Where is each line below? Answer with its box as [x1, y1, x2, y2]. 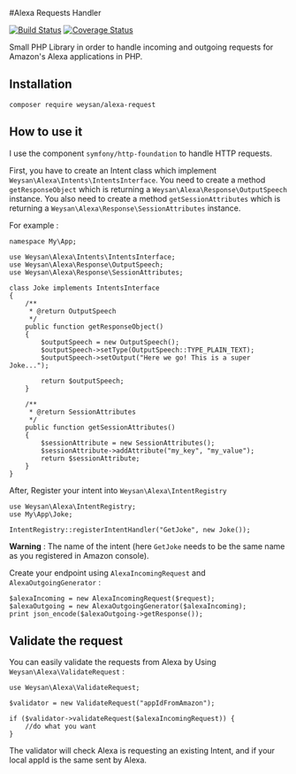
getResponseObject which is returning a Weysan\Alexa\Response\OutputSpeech [9, 183, 287, 194]
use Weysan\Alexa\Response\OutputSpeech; [9, 260, 164, 269]
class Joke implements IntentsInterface [9, 283, 161, 292]
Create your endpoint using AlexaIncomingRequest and [9, 567, 206, 578]
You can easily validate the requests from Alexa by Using [9, 657, 216, 668]
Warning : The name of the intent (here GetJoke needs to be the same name [9, 540, 285, 552]
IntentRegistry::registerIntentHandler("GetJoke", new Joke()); [9, 525, 251, 534]
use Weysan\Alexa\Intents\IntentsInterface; [9, 252, 176, 261]
